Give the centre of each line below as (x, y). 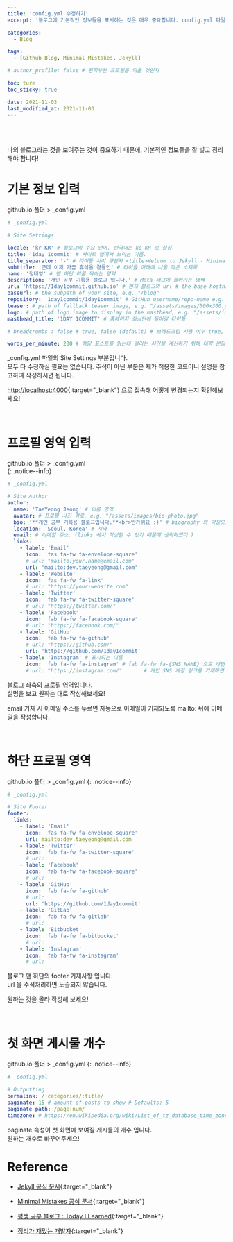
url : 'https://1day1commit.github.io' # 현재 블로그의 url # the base (107, 287)
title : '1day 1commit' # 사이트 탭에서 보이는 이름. (77, 254)
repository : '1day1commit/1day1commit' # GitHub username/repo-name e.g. (116, 300)
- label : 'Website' (48, 574)
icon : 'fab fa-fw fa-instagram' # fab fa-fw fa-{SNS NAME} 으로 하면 (125, 664)
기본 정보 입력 (44, 189)
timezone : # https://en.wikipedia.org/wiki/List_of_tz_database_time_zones (119, 1115)
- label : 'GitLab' (46, 910)
